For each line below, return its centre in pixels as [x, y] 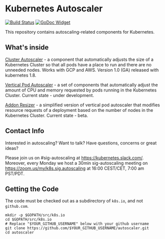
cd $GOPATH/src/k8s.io [28, 220]
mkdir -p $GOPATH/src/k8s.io [35, 215]
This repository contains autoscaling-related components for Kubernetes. [80, 32]
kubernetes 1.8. [21, 75]
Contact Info [25, 131]
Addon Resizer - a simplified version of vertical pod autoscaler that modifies [82, 105]
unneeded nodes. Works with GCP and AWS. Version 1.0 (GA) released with [82, 70]
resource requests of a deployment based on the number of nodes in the [79, 110]
